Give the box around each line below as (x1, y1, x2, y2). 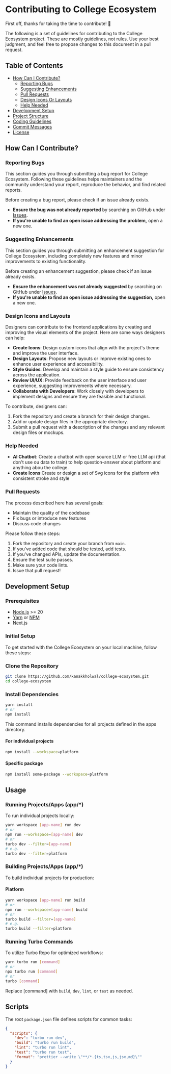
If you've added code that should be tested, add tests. (12, 546, 126, 552)
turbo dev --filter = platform (5, 851, 67, 856)
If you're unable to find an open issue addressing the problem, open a (12, 218, 163, 224)
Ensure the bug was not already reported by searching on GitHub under (12, 207, 165, 213)
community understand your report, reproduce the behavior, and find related (5, 182, 166, 188)
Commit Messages (12, 123, 52, 130)
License (12, 129, 30, 135)
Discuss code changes (12, 520, 61, 526)
